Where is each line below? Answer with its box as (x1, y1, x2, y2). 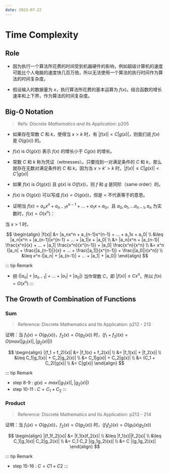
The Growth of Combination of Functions (5, 295, 136, 304)
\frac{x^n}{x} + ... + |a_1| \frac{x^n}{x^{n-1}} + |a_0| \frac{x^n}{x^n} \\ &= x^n (5, 242, 164, 248)
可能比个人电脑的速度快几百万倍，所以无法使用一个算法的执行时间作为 (12, 69, 159, 76)
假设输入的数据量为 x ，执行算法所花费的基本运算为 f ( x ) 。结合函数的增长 (12, 86, 162, 92)
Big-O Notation (5, 108, 54, 116)
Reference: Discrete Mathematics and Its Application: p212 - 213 (17, 321, 151, 327)
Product (5, 400, 26, 407)
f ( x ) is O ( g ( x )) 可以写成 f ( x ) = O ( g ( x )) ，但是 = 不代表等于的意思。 (12, 192, 148, 198)
